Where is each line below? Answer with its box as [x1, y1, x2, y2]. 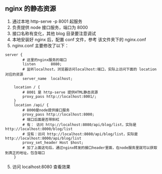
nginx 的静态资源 [5, 4, 56, 13]
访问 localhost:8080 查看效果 [12, 164, 71, 170]
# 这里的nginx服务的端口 [22, 57, 67, 62]
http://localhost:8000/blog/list [5, 127, 73, 131]
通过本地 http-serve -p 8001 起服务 [12, 18, 83, 24]
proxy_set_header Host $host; [22, 140, 84, 145]
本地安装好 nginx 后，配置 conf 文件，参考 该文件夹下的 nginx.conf [12, 36, 146, 42]
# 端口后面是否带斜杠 [22, 117, 60, 122]
